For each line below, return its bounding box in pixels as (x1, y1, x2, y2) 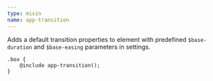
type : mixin (7, 10, 41, 17)
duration (7, 44, 33, 51)
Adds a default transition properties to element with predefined (7, 35, 187, 43)
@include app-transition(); (19, 62, 100, 69)
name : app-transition (7, 16, 70, 23)
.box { (7, 56, 26, 62)
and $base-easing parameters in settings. (33, 43, 151, 51)
